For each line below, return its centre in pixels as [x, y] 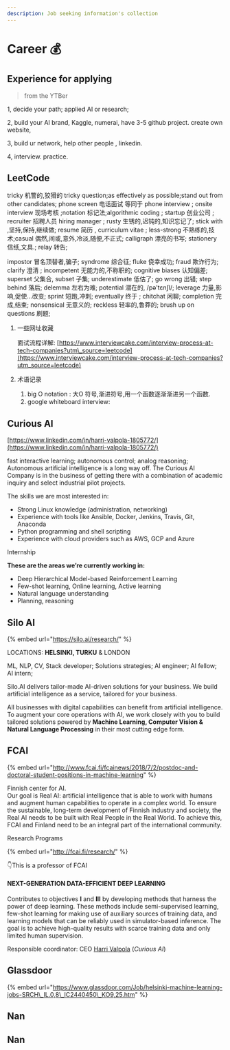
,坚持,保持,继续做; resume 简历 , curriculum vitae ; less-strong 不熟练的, [108, 230]
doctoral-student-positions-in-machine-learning [76, 775]
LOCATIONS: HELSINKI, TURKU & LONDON [69, 653]
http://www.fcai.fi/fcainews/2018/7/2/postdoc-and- [125, 767]
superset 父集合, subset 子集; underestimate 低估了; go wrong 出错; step [110, 279]
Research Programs [35, 838]
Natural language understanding [63, 594]
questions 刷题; [29, 314]
